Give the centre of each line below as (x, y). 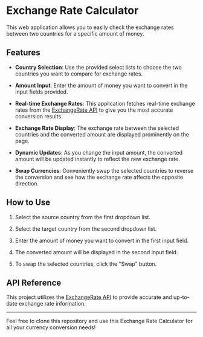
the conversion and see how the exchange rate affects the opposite (99, 177)
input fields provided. (41, 92)
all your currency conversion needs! (51, 327)
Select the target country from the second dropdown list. (86, 229)
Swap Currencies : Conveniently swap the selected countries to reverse (104, 170)
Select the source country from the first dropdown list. (83, 217)
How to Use (28, 203)
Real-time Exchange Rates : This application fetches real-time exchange (105, 103)
